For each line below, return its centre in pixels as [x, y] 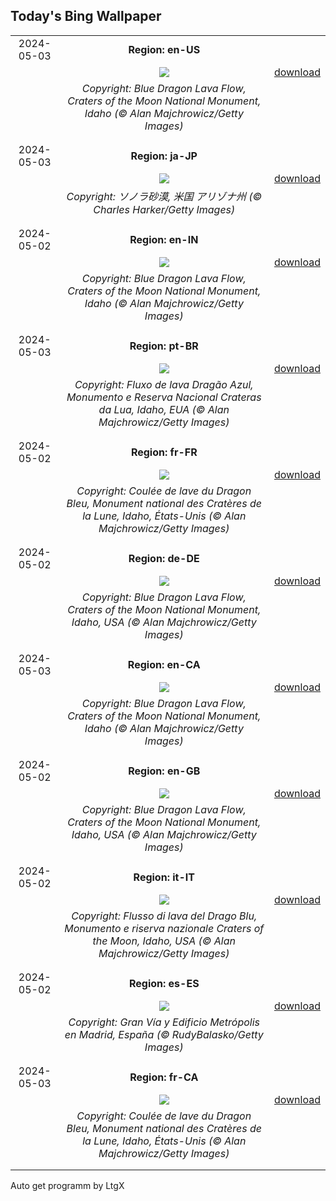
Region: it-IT [164, 877]
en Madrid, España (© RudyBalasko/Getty [164, 1034]
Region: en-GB [164, 771]
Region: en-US [164, 49]
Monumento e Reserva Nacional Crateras [164, 397]
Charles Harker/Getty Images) [164, 209]
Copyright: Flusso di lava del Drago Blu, [164, 916]
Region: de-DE [164, 558]
